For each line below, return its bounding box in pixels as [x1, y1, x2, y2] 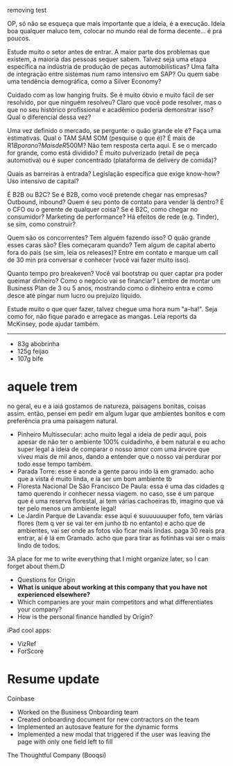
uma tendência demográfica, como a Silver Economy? [7, 77, 162, 86]
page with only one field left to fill [17, 737, 113, 746]
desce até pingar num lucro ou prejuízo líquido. [7, 292, 142, 299]
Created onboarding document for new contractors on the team [17, 715, 200, 724]
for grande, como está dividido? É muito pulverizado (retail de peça [7, 149, 200, 157]
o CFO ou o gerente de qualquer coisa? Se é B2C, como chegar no [7, 205, 198, 213]
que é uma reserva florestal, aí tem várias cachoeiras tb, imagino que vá [17, 497, 224, 505]
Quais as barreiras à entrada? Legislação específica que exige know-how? [7, 170, 221, 178]
